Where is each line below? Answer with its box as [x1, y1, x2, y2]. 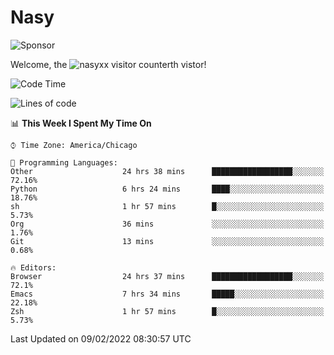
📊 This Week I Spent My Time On [10, 117, 152, 129]
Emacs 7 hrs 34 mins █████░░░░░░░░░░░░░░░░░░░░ [10, 289, 325, 299]
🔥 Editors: [10, 262, 57, 273]
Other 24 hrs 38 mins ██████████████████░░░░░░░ [10, 166, 325, 176]
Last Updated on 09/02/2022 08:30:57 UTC [10, 332, 192, 345]
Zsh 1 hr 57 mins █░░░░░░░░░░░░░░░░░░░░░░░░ [10, 306, 325, 316]
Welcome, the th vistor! [10, 58, 207, 70]
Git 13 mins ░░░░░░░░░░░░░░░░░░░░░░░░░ [10, 236, 325, 246]
